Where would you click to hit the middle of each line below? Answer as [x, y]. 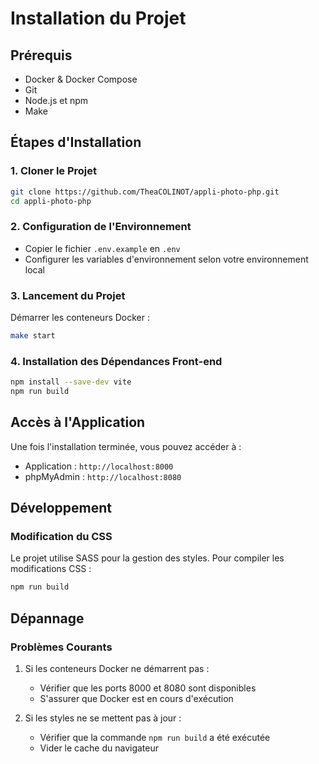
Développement [61, 508]
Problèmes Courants [61, 647]
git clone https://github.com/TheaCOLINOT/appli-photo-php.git [145, 192]
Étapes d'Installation [76, 142]
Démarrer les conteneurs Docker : [80, 318]
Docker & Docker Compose [81, 79]
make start [33, 336]
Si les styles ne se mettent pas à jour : [103, 718]
